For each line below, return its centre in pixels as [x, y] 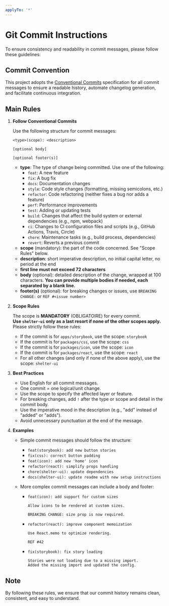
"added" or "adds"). [41, 415]
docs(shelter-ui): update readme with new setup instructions [94, 478]
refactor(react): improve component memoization [80, 525]
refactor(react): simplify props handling [73, 467]
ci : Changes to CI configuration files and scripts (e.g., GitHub [91, 227]
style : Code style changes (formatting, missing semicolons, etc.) [95, 189]
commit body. [34, 405]
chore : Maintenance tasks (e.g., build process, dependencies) [92, 237]
